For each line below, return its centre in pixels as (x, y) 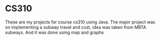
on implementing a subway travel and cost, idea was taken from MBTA (76, 27)
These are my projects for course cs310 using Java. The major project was (80, 22)
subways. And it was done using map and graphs (54, 32)
